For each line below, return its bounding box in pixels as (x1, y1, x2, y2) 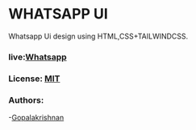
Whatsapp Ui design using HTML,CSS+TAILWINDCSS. (8, 31, 189, 41)
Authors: (8, 94, 44, 105)
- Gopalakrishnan (8, 113, 65, 123)
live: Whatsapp (8, 51, 67, 63)
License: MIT (8, 73, 60, 84)
